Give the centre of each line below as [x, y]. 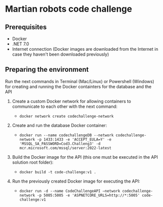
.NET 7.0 [20, 44]
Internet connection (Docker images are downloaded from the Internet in [85, 49]
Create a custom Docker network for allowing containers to [71, 101]
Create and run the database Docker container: [60, 125]
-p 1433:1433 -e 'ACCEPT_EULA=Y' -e [74, 139]
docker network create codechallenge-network [66, 116]
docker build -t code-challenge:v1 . [58, 172]
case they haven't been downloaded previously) [61, 54]
